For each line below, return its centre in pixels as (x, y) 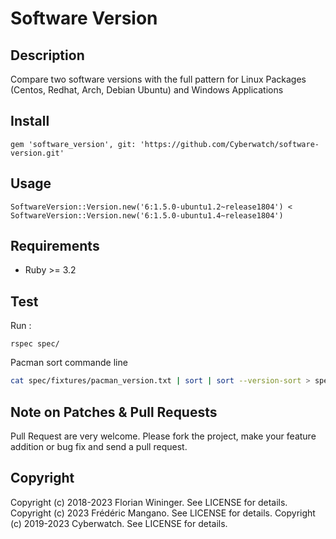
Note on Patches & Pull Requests (114, 412)
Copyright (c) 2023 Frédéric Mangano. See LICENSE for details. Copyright (163, 513)
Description (47, 55)
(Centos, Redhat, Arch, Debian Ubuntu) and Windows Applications (147, 90)
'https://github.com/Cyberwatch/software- (229, 144)
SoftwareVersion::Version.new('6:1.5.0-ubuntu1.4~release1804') (147, 215)
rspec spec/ (35, 344)
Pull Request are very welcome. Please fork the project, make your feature (163, 436)
